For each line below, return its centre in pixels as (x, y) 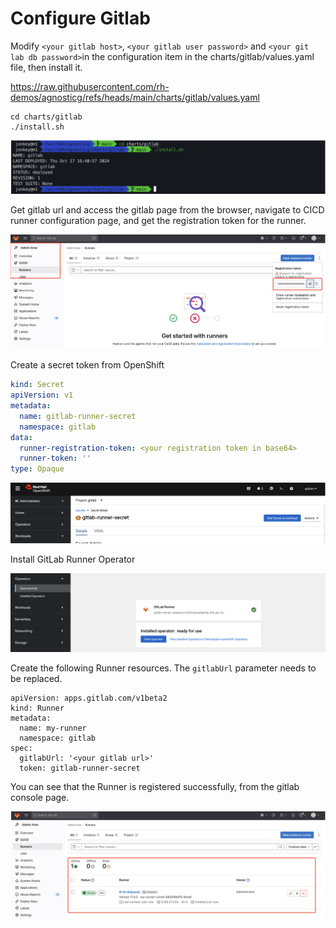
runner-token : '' (55, 458)
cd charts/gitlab (46, 117)
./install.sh (37, 127)
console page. (40, 798)
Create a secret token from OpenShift (87, 365)
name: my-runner (53, 728)
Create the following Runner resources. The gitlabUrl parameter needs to (163, 668)
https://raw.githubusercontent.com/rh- (90, 86)
